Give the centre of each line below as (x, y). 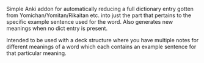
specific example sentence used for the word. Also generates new (90, 22)
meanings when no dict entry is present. (57, 28)
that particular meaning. (36, 53)
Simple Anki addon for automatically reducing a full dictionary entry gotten (100, 9)
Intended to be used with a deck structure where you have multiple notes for (103, 40)
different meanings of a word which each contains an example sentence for (101, 46)
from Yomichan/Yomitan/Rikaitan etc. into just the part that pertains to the (99, 15)
